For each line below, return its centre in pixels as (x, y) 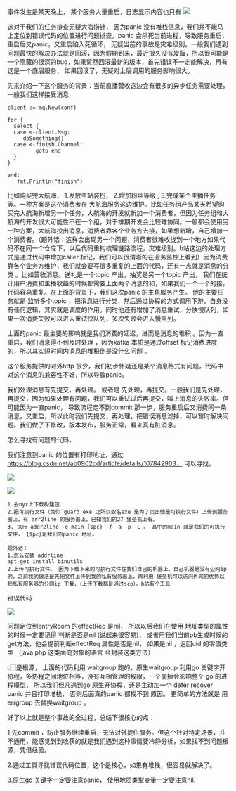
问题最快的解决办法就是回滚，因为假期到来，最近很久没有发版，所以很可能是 (118, 53)
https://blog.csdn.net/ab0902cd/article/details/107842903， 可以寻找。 (111, 463)
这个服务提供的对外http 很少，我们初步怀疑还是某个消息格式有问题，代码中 (115, 366)
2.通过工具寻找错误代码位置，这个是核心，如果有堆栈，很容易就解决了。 (112, 765)
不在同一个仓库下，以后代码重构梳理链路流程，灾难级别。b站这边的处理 (117, 248)
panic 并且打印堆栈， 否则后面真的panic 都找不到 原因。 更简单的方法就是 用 (118, 694)
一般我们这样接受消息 (38, 94)
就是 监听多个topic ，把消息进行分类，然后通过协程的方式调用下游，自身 (118, 301)
